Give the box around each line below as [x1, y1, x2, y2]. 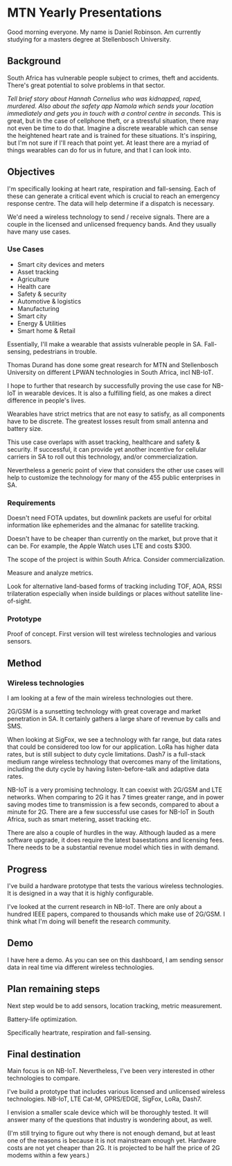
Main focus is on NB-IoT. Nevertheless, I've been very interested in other [7, 1067, 215, 1075]
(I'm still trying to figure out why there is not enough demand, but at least [7, 1129, 216, 1138]
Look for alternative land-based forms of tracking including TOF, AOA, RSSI [7, 582, 222, 590]
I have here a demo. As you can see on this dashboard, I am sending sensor [7, 955, 224, 964]
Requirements [7, 497, 56, 507]
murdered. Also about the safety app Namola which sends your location [7, 102, 214, 110]
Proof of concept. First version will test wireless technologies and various [7, 630, 217, 638]
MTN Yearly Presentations [7, 5, 162, 21]
